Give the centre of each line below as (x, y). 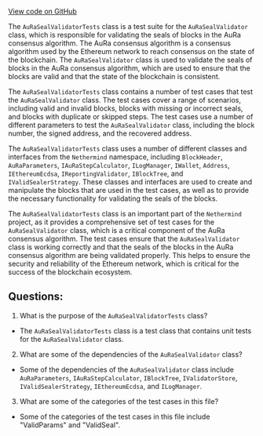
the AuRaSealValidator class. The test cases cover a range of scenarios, (125, 100)
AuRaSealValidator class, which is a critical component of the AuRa (117, 230)
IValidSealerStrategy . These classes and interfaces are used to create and (130, 182)
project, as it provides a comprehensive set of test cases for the (111, 222)
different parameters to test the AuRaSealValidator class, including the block (131, 125)
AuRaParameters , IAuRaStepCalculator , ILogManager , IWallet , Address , (119, 165)
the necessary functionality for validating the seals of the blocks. (113, 198)
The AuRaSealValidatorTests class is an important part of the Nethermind (125, 214)
